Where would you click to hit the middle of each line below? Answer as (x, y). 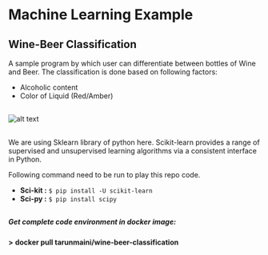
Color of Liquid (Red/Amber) (66, 96)
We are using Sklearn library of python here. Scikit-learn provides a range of (134, 142)
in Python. (25, 159)
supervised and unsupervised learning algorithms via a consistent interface (133, 150)
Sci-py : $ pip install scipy (68, 198)
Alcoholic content (49, 87)
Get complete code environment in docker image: (92, 222)
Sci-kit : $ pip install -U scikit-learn (86, 190)
